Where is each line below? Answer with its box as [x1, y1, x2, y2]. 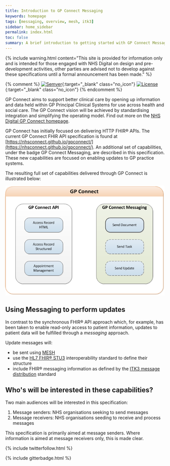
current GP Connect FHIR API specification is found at [5, 133, 118, 139]
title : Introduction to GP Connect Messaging [5, 8, 103, 13]
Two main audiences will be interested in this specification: [5, 399, 128, 405]
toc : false [5, 35, 28, 40]
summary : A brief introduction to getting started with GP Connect [5, 41, 151, 46]
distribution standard [12, 371, 57, 377]
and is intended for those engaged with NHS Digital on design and [5, 60, 143, 66]
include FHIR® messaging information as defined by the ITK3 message [12, 365, 160, 371]
